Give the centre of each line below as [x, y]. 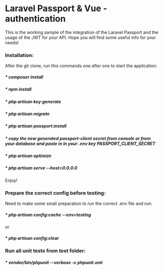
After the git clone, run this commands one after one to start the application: [81, 66]
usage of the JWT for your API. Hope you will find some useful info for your [81, 37]
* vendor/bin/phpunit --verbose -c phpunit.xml [54, 262]
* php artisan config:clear [32, 238]
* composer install [24, 77]
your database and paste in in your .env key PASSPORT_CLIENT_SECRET [80, 144]
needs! [12, 42]
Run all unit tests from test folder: [45, 251]
